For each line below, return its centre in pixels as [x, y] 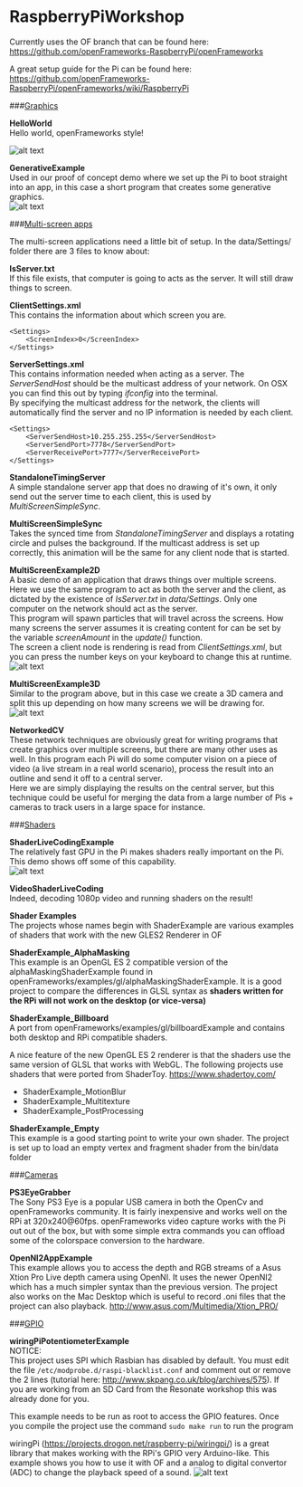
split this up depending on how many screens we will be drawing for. [137, 702]
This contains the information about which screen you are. [118, 315]
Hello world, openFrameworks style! [77, 132]
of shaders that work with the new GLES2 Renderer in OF [116, 935]
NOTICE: [26, 1350]
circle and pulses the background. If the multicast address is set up [135, 543]
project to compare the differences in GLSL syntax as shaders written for [147, 991]
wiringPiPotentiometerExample [69, 1340]
